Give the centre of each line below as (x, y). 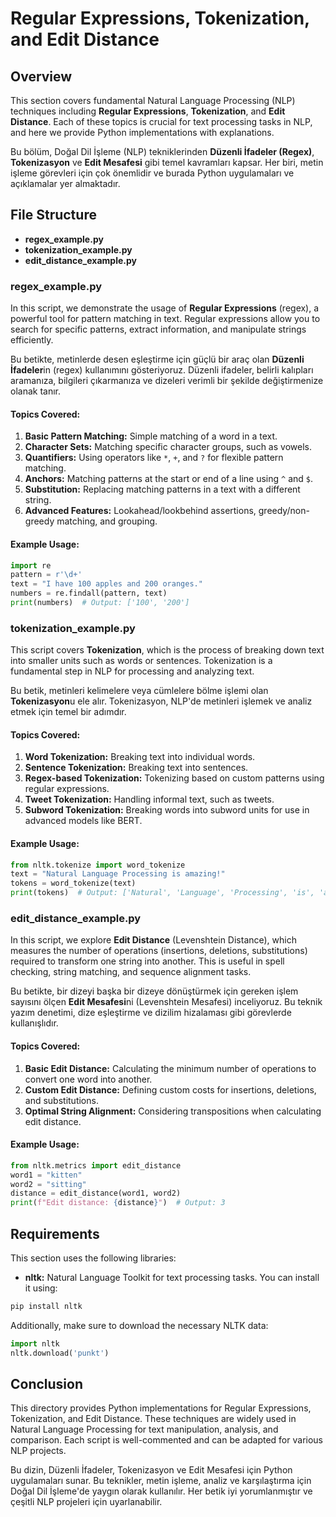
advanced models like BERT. (83, 821)
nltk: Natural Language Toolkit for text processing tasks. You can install (172, 1277)
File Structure (53, 215)
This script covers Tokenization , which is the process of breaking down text (167, 650)
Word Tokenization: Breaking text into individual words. (140, 757)
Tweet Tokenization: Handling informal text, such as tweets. (149, 799)
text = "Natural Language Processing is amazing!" (118, 874)
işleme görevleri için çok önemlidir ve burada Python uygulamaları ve (152, 173)
